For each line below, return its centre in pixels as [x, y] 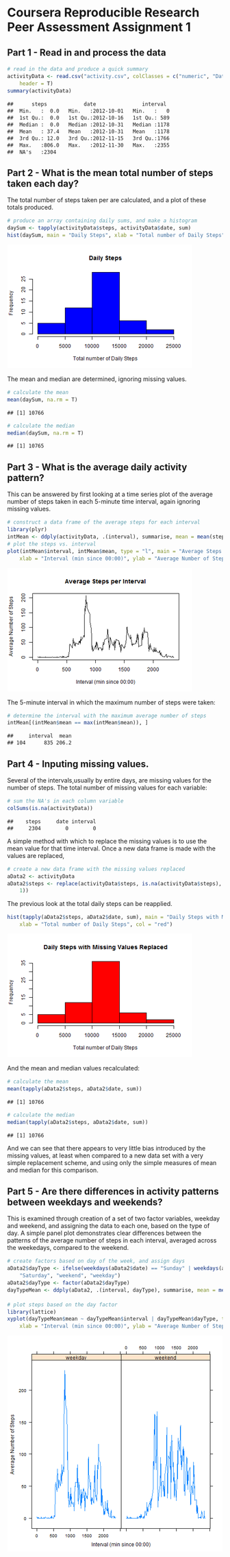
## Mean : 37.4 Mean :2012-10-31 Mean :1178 [88, 132]
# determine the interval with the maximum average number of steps [107, 715]
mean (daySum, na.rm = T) [42, 400]
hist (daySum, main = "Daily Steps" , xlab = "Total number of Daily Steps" [116, 235]
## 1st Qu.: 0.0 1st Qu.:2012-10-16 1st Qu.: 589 [88, 118]
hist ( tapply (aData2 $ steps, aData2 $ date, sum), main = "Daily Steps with [113, 917]
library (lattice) [32, 1312]
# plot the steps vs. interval [52, 544]
